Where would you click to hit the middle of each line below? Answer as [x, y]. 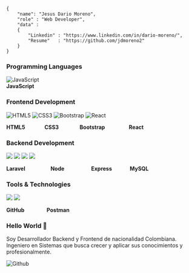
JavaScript [20, 86]
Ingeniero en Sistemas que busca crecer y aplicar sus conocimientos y [94, 246]
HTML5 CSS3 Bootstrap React [75, 127]
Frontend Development [41, 102]
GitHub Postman [38, 210]
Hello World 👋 [27, 226]
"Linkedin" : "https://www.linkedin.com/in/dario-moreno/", [105, 35]
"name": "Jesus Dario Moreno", [57, 14]
